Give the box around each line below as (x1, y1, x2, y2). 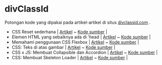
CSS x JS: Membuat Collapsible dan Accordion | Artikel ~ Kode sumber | (11, 49, 158, 55)
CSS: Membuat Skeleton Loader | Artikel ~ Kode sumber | (11, 54, 128, 60)
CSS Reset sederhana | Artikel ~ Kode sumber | (11, 29, 108, 34)
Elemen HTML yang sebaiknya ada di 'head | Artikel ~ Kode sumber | (11, 34, 151, 40)
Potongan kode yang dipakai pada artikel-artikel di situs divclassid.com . (4, 19, 151, 25)
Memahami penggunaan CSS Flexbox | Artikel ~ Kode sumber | (11, 39, 139, 45)
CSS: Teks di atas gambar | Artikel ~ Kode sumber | (11, 44, 116, 50)
